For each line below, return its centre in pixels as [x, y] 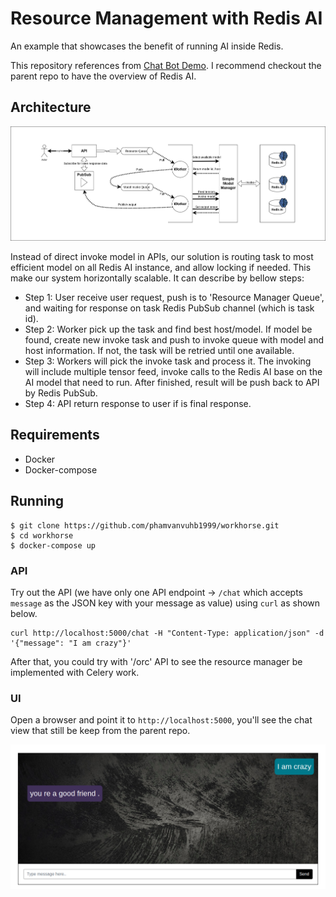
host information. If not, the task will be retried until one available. [159, 351]
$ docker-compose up [53, 545]
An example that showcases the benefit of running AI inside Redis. [147, 46]
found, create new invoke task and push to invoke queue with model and [174, 340]
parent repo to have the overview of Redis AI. [103, 76]
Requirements [55, 435]
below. [24, 613]
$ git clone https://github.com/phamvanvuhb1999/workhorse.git [145, 525]
